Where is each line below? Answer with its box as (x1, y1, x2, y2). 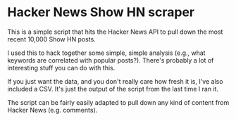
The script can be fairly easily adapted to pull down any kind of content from (7, 98, 230, 106)
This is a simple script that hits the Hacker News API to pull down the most (7, 27, 223, 36)
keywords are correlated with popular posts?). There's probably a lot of (7, 56, 214, 64)
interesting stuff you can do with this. (7, 63, 116, 72)
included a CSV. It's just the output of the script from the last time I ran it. (7, 84, 219, 93)
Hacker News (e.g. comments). (7, 106, 98, 114)
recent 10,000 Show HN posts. (7, 34, 97, 43)
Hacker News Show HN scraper (7, 4, 195, 20)
